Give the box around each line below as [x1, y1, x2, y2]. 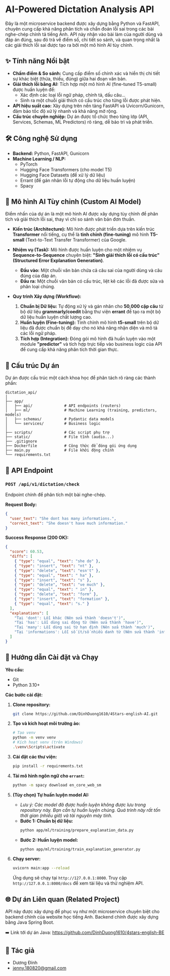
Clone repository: [12, 701, 51, 708]
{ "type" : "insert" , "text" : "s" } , [14, 577, 92, 583]
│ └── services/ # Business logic [5, 421, 101, 426]
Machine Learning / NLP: [12, 156, 66, 162]
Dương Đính [12, 959, 38, 965]
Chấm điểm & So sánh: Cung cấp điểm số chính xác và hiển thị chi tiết [12, 70, 160, 76]
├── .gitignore [5, 439, 37, 444]
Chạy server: [12, 856, 41, 862]
